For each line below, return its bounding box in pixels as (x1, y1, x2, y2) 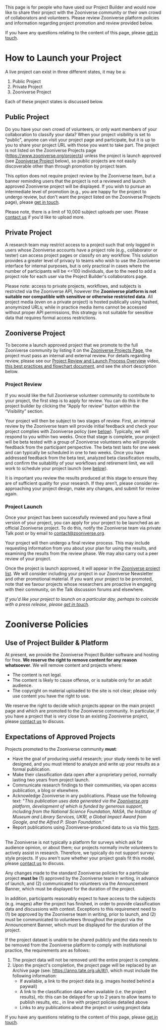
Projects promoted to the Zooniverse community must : (5, 746, 117, 752)
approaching (5, 485, 31, 491)
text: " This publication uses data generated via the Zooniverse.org (12, 797, 149, 804)
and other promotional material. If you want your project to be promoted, (5, 576, 153, 582)
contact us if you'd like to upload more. (5, 214, 85, 220)
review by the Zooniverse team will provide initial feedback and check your (5, 423, 158, 429)
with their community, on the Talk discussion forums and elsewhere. (5, 586, 144, 592)
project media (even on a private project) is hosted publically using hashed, (5, 299, 159, 305)
